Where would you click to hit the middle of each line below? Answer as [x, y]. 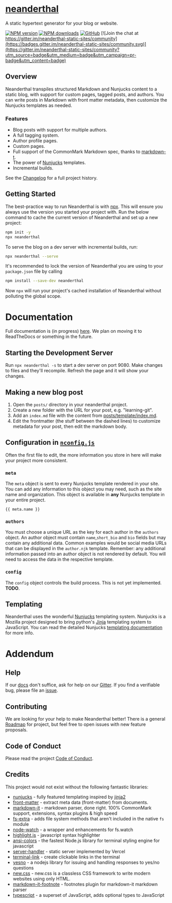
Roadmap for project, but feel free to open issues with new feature [76, 724]
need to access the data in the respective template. [60, 559]
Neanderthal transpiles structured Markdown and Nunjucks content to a [81, 89]
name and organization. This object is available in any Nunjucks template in [85, 495]
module [21, 824]
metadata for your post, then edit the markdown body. [70, 426]
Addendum [30, 654]
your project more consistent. [36, 460]
